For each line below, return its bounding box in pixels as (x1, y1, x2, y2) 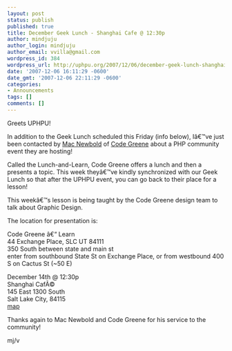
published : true (7, 23, 54, 30)
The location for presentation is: (7, 216, 98, 225)
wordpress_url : (7, 61, 51, 68)
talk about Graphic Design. (7, 203, 83, 211)
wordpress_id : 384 (7, 55, 60, 62)
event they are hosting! (7, 146, 72, 155)
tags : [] (7, 94, 32, 101)
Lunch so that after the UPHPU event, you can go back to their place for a (7, 175, 217, 183)
